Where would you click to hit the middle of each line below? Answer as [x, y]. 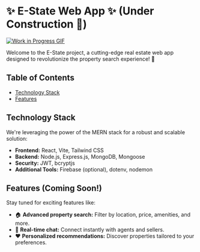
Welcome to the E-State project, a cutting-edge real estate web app [90, 52]
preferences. [31, 242]
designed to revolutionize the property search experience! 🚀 [80, 59]
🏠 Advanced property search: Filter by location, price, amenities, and [103, 215]
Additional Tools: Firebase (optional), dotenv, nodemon [84, 169]
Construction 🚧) [47, 24]
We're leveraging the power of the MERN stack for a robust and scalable [95, 132]
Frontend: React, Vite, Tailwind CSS [59, 150]
